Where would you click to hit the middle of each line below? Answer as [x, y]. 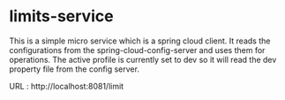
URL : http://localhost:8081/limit [67, 86]
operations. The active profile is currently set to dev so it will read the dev [143, 59]
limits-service [61, 16]
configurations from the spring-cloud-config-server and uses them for [137, 50]
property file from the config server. [74, 69]
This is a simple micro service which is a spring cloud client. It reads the [140, 41]
